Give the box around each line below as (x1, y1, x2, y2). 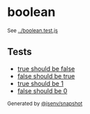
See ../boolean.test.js (7, 27, 58, 34)
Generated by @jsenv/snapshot (7, 100, 83, 107)
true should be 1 (17, 79, 64, 88)
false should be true (17, 72, 75, 80)
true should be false (17, 64, 75, 73)
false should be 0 (17, 86, 68, 95)
